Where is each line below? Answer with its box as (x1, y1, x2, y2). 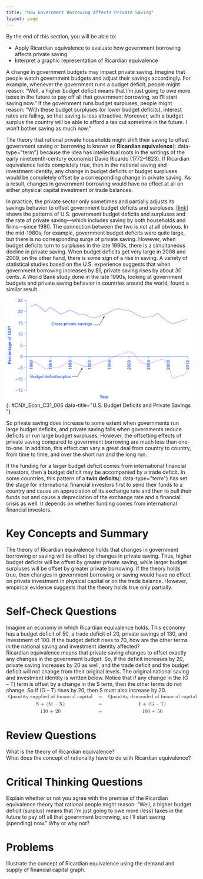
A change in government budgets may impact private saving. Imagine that (6, 68, 185, 75)
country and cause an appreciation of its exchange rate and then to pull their (6, 487, 192, 494)
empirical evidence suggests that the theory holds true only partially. (6, 584, 172, 591)
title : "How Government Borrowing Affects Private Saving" (6, 9, 154, 15)
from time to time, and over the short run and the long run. (6, 451, 147, 458)
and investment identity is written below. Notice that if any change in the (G (6, 674, 188, 682)
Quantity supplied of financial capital (8, 694, 93, 700)
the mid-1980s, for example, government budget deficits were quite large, (6, 229, 185, 236)
